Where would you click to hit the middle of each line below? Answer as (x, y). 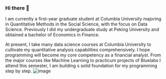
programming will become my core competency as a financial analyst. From (83, 55)
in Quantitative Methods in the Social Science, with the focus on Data (76, 24)
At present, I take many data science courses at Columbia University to (78, 44)
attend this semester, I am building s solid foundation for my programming (81, 66)
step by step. (19, 71)
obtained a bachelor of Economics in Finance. (52, 35)
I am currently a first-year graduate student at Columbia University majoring (83, 19)
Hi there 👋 (17, 8)
